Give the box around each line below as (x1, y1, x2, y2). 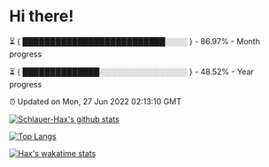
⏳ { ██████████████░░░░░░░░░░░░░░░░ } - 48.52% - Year (9, 66, 254, 77)
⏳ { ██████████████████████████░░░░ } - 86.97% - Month (9, 35, 261, 46)
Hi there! (9, 6, 74, 27)
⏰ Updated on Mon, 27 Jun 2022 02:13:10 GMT (9, 95, 181, 107)
